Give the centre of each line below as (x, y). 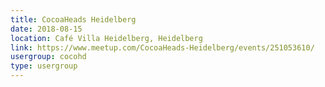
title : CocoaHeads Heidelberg (73, 19)
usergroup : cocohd (48, 57)
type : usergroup (44, 66)
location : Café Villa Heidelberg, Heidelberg (106, 38)
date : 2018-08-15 (46, 29)
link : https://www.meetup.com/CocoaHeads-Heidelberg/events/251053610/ (162, 47)
